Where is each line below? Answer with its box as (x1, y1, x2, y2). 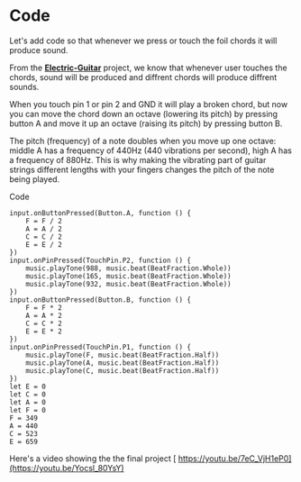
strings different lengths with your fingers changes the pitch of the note (9, 164, 275, 175)
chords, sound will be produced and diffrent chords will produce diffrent (9, 71, 278, 82)
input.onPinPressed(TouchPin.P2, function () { (9, 256, 192, 265)
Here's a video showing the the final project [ (9, 452, 177, 464)
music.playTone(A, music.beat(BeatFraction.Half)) (25, 358, 220, 368)
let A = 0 (9, 397, 47, 406)
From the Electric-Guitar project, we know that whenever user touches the (9, 62, 287, 73)
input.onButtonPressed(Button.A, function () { (9, 208, 192, 217)
